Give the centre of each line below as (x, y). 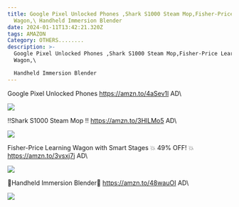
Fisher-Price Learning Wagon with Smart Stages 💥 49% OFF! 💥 (101, 147)
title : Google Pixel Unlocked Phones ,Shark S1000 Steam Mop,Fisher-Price (121, 14)
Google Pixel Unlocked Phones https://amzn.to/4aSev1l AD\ (94, 93)
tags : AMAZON (27, 34)
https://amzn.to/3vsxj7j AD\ (48, 155)
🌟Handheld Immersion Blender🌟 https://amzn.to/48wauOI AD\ (98, 183)
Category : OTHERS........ (46, 41)
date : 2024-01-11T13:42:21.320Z (55, 27)
